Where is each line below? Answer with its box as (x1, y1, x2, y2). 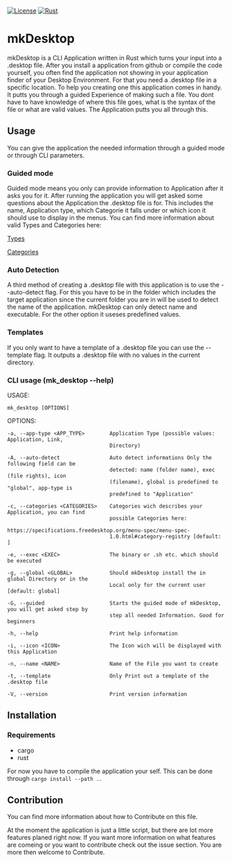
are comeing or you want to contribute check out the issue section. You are (7, 841, 222, 849)
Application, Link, (7, 436, 64, 443)
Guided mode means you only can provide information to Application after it (7, 184, 224, 193)
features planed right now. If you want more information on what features (7, 834, 216, 842)
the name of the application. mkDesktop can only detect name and (7, 303, 197, 311)
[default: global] (7, 588, 60, 595)
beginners (7, 617, 36, 625)
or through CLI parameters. (7, 151, 85, 159)
